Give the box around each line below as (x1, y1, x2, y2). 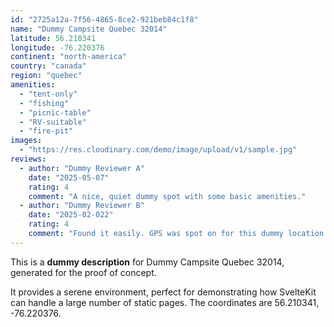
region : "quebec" (10, 71, 83, 81)
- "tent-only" (19, 89, 78, 99)
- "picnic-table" (19, 107, 92, 118)
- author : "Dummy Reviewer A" (19, 163, 145, 173)
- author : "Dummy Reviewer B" (19, 201, 145, 211)
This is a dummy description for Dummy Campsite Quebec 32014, (10, 256, 285, 268)
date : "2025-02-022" (28, 210, 114, 220)
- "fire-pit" (19, 126, 74, 136)
